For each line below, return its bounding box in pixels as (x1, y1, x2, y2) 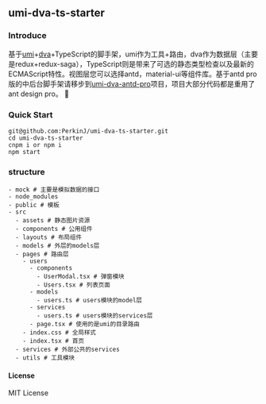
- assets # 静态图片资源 (15, 217, 91, 225)
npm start (8, 148, 41, 156)
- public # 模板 (8, 202, 60, 210)
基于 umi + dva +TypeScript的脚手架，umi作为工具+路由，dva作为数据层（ (8, 49, 245, 59)
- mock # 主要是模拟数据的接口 (8, 186, 100, 194)
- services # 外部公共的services (15, 345, 121, 354)
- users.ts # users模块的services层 (37, 312, 153, 320)
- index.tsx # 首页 (22, 337, 85, 345)
